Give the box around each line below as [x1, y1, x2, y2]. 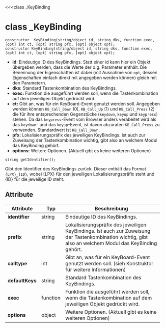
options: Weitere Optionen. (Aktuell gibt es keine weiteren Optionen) [12, 147, 151, 154]
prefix [7, 233, 22, 240]
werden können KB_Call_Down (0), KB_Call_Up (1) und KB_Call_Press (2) [12, 106, 155, 112]
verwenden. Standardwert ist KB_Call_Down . [12, 127, 100, 133]
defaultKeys [7, 277, 37, 284]
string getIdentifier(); [5, 157, 56, 162]
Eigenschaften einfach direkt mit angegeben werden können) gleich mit [12, 75, 157, 81]
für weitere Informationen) [65, 266, 126, 273]
